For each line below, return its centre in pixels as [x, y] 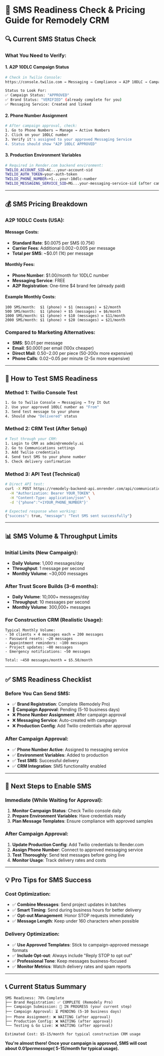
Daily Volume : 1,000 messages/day [48, 563]
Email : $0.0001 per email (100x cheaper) [53, 348]
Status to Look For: [26, 91]
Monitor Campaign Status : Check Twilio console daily [67, 811]
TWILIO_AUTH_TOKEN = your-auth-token [41, 175]
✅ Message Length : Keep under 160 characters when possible [75, 921]
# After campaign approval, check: [41, 126]
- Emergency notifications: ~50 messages [48, 651]
